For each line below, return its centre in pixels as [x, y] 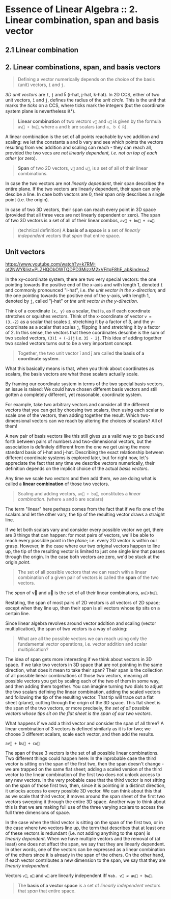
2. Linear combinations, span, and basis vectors [83, 67]
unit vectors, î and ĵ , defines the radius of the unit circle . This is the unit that [85, 100]
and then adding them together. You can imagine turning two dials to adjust [84, 686]
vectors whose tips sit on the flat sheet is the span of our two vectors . [79, 713]
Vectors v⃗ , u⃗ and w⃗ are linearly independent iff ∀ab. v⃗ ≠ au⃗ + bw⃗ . [79, 876]
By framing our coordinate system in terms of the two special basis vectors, [85, 384]
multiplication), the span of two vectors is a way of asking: [66, 629]
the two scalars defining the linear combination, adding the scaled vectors [83, 692]
